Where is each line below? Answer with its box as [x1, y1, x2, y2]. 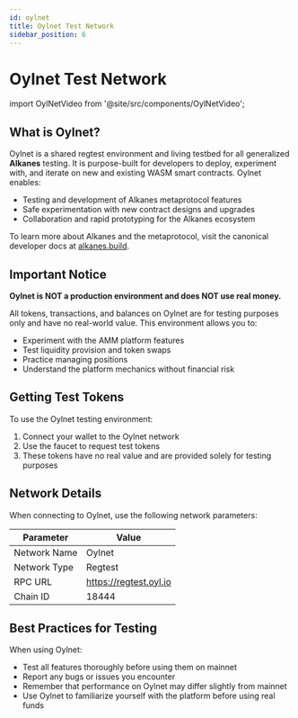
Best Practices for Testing [9, 620, 157, 635]
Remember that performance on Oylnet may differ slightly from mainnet [22, 681, 287, 692]
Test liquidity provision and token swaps [22, 344, 171, 355]
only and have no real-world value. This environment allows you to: [9, 317, 258, 328]
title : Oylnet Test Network [9, 22, 115, 31]
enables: [9, 177, 41, 188]
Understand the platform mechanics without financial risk [22, 363, 235, 374]
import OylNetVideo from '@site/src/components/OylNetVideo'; [9, 98, 245, 109]
